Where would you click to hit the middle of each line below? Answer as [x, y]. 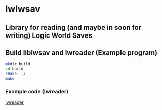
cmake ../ [16, 74]
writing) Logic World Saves [49, 35]
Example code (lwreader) [37, 91]
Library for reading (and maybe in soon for [73, 28]
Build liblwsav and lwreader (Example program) [82, 52]
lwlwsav [23, 9]
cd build [14, 69]
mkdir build [18, 64]
